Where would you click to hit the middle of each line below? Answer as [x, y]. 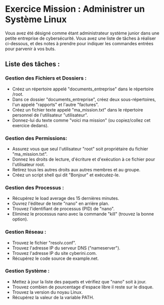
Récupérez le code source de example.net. [55, 258]
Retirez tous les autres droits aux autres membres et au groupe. [76, 169]
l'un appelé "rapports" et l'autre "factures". [55, 105]
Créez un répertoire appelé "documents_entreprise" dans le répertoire [83, 89]
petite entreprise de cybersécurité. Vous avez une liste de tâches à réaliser [81, 38]
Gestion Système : [27, 271]
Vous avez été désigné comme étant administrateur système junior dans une [82, 33]
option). [20, 219]
